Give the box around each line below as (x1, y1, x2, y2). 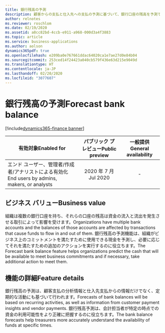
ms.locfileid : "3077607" (5, 76, 56, 81)
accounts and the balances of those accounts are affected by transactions (5, 224, 156, 230)
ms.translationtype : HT (5, 62, 54, 67)
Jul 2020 (88, 174, 110, 181)
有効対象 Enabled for (18, 144, 66, 151)
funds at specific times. (5, 322, 53, 328)
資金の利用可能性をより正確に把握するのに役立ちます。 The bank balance (5, 311, 153, 317)
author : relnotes (5, 16, 41, 21)
